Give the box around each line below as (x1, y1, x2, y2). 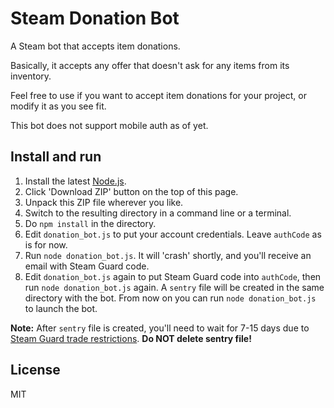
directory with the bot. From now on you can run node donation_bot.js (24, 292, 317, 304)
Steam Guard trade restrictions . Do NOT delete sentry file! (10, 332, 252, 344)
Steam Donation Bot (10, 7, 180, 30)
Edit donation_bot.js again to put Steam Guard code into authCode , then (24, 270, 322, 282)
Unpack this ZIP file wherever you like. (24, 196, 184, 208)
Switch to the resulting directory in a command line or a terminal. (24, 207, 292, 219)
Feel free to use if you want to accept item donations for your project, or (10, 89, 307, 101)
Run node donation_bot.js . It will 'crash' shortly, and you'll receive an (24, 249, 312, 261)
